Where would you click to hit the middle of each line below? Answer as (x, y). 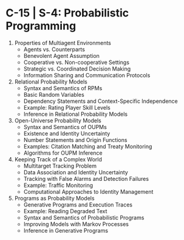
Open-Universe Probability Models (58, 120)
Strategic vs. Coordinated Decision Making (77, 69)
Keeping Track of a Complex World (58, 159)
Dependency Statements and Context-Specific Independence (101, 101)
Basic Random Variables (54, 94)
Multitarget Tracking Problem (60, 166)
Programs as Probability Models (54, 198)
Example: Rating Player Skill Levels (67, 107)
